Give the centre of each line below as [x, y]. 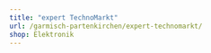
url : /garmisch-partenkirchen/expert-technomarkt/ [106, 26]
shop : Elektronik [42, 34]
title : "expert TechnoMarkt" [64, 18]
